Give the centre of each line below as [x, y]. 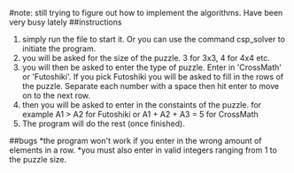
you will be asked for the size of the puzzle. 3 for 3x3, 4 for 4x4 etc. [146, 58]
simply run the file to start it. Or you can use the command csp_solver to [154, 39]
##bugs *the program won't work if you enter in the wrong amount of [136, 141]
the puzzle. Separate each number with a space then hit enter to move [151, 86]
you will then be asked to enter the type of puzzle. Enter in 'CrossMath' [151, 67]
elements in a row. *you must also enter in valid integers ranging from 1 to [143, 150]
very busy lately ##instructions [66, 22]
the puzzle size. [38, 159]
